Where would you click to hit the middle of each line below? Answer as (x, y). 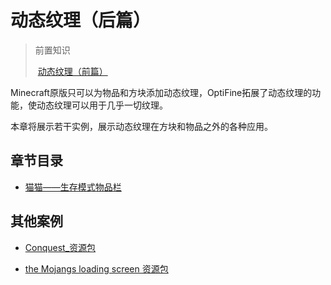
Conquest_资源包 (60, 247)
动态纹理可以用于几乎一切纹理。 (102, 105)
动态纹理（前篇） (72, 71)
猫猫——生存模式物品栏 (73, 187)
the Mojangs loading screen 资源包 (96, 268)
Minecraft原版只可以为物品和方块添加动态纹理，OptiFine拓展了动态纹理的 (161, 92)
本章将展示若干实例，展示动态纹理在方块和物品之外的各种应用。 (141, 126)
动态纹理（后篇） (81, 20)
